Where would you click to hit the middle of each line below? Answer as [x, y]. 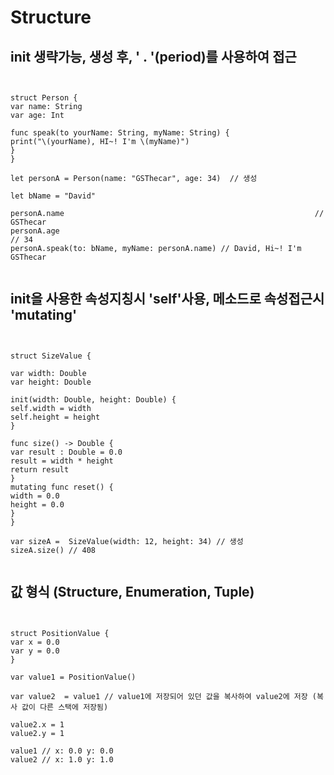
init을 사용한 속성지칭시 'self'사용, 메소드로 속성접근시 [167, 299]
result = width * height [62, 461]
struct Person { [44, 98]
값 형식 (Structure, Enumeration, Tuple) [132, 592]
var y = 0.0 [35, 651]
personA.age [35, 231]
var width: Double [48, 373]
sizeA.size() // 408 [53, 550]
